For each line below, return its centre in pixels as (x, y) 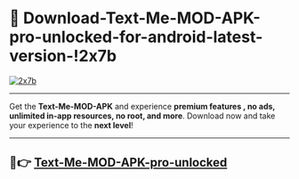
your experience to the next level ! (71, 125)
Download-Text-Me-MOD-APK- (142, 18)
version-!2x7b (63, 56)
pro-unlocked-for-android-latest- (136, 37)
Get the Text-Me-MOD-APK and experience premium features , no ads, (142, 106)
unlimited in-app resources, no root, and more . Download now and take (142, 116)
